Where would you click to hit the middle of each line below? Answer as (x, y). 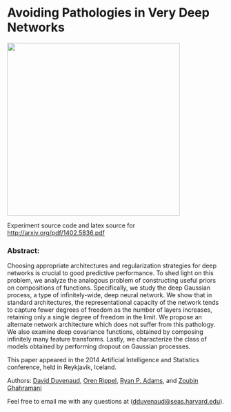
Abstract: (23, 250)
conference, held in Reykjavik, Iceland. (62, 367)
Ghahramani (24, 388)
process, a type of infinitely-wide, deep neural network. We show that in (110, 295)
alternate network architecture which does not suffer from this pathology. (111, 325)
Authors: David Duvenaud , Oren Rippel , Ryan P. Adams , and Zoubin (103, 381)
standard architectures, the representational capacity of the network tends (113, 303)
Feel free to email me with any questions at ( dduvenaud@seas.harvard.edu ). (115, 402)
